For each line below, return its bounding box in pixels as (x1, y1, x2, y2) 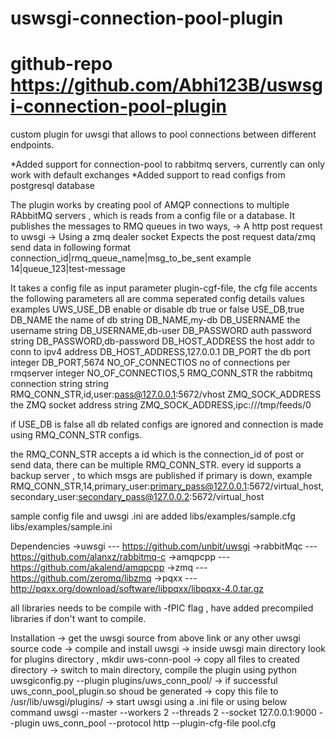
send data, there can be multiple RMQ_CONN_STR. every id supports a (10, 459, 302, 471)
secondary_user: (10, 491, 79, 503)
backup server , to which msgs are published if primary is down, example (10, 470, 313, 482)
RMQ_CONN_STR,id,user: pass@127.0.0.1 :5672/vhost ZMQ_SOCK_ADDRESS (10, 388, 322, 401)
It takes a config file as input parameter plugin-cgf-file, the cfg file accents (10, 282, 318, 294)
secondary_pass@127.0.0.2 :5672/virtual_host (78, 491, 265, 503)
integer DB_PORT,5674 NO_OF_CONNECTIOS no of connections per (10, 357, 291, 369)
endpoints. (10, 139, 55, 151)
